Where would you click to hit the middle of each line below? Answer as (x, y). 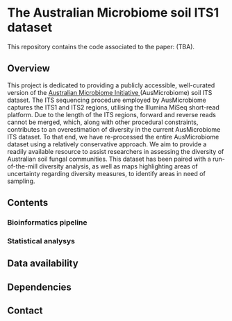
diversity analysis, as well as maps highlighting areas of (118, 166)
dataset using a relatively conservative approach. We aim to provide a (107, 144)
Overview (29, 68)
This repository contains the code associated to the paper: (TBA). (101, 46)
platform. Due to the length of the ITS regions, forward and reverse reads (112, 114)
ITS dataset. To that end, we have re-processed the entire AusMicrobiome (113, 137)
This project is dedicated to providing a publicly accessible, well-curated (111, 85)
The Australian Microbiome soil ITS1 (113, 13)
